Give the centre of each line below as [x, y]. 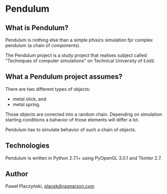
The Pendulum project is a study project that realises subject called [76, 55]
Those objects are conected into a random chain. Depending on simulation [84, 114]
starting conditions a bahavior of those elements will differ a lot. [72, 119]
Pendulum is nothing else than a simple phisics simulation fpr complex [79, 40]
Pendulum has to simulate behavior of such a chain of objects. [71, 129]
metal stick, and [29, 99]
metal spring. [27, 104]
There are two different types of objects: [48, 89]
